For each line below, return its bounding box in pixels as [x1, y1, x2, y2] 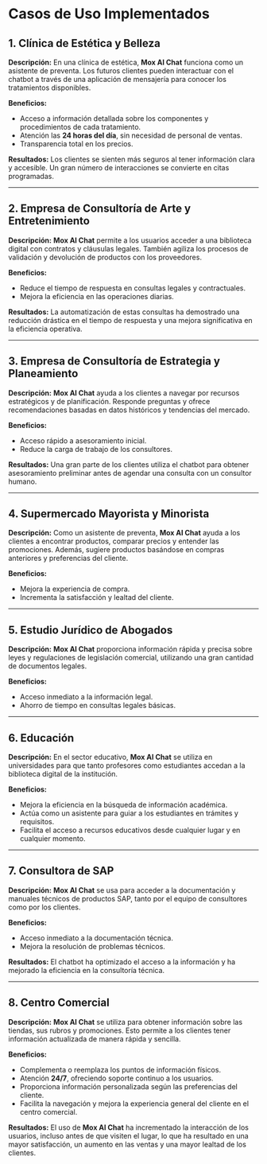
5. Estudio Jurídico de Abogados [8, 623, 173, 637]
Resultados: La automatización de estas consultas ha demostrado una [8, 307, 240, 317]
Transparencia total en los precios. [19, 139, 133, 148]
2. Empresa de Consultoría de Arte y [8, 202, 192, 216]
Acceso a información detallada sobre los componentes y [19, 114, 209, 123]
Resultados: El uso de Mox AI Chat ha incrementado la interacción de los [8, 1123, 249, 1132]
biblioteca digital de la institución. [8, 769, 118, 779]
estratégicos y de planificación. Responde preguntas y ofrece [8, 396, 211, 406]
